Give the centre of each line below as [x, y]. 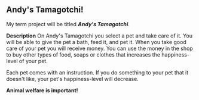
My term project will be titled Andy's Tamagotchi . [68, 24]
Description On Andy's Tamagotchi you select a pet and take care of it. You [99, 36]
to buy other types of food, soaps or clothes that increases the [83, 54]
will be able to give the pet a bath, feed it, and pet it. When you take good [96, 42]
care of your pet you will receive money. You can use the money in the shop [99, 48]
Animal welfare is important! [42, 90]
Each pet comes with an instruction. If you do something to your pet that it [97, 72]
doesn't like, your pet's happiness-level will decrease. [72, 79]
